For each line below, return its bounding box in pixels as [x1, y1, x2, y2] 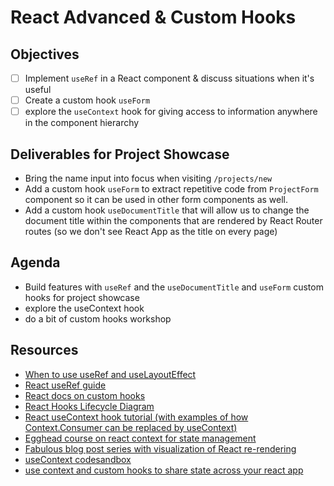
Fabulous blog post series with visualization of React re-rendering [24, 442, 297, 455]
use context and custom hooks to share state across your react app [24, 464, 304, 476]
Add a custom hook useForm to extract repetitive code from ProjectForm [24, 183, 319, 195]
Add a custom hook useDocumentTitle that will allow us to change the [24, 204, 310, 216]
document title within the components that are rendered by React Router [24, 215, 323, 226]
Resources [10, 342, 79, 359]
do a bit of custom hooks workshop [24, 312, 172, 325]
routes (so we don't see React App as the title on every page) [24, 226, 278, 237]
